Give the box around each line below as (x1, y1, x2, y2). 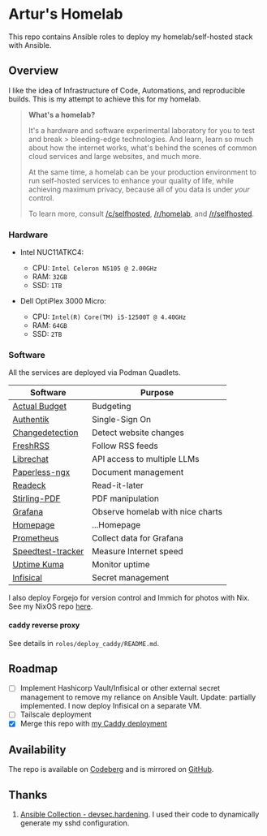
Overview (8, 64, 59, 78)
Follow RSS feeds (92, 440, 158, 451)
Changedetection (12, 427, 79, 438)
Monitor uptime (92, 559, 150, 571)
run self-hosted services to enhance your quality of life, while (28, 175, 234, 185)
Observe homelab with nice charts (92, 506, 223, 518)
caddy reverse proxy (8, 620, 80, 630)
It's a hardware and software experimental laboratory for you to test (28, 125, 256, 135)
